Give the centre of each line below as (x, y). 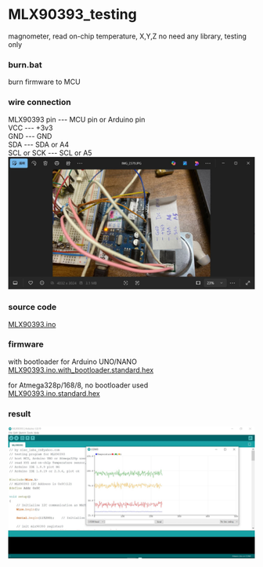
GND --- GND (30, 136)
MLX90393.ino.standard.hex (54, 393)
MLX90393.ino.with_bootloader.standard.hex (81, 369)
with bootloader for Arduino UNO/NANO (72, 362)
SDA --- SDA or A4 (38, 144)
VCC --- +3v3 (31, 128)
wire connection (40, 102)
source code (32, 307)
